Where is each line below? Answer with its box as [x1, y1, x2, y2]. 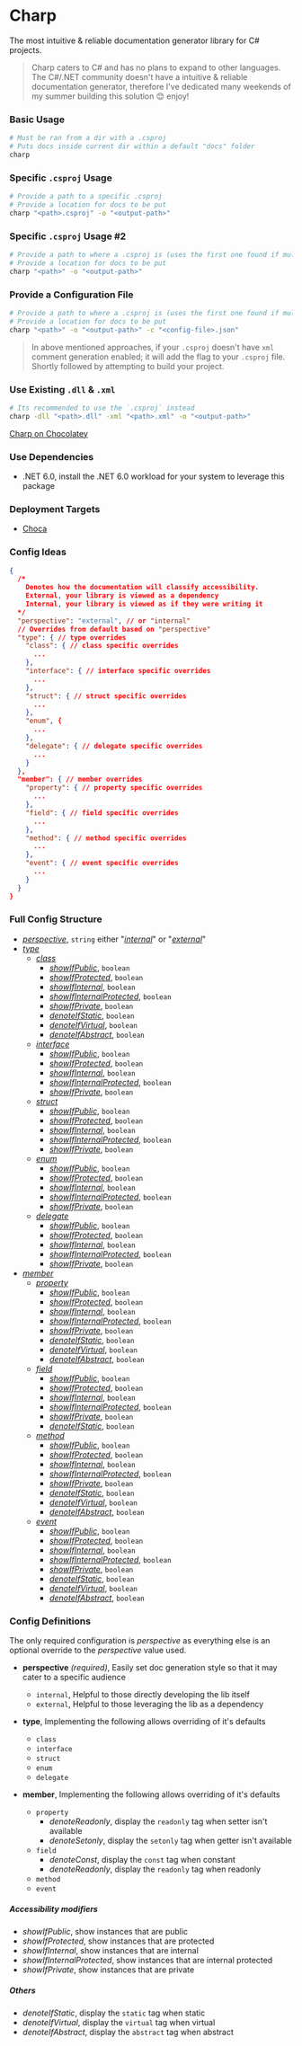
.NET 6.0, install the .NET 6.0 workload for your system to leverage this [22, 471, 285, 482]
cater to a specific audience [22, 1672, 126, 1683]
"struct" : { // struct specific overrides [25, 691, 187, 701]
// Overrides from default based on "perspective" [17, 624, 211, 633]
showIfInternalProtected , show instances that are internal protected [22, 1955, 273, 1966]
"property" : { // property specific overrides [25, 784, 203, 793]
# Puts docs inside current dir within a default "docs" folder [9, 142, 255, 151]
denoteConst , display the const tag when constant [49, 1855, 236, 1865]
